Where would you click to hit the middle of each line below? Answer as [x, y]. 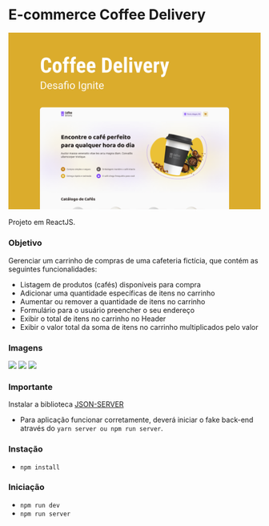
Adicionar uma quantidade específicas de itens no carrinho [117, 293]
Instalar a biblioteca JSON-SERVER [66, 404]
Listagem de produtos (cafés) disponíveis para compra [110, 284]
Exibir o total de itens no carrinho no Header [93, 319]
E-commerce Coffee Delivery [107, 15]
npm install [40, 467]
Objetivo [25, 243]
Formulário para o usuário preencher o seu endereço [107, 310]
